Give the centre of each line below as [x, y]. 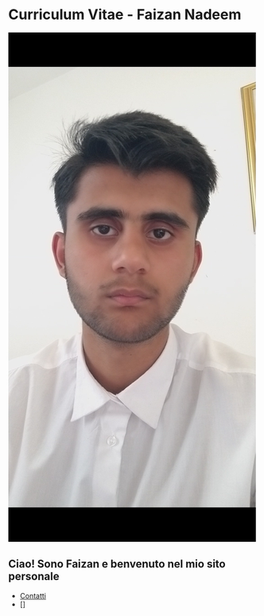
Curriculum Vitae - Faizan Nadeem [125, 15]
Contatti [33, 595]
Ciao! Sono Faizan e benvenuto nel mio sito [117, 564]
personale [34, 577]
